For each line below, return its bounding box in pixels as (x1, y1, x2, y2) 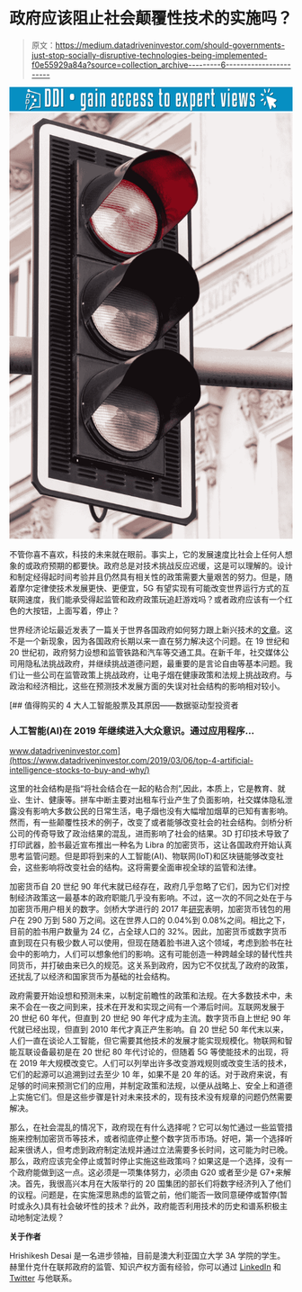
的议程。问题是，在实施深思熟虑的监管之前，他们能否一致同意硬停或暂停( (9, 1189, 280, 1200)
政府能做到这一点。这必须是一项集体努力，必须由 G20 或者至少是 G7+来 (16, 1167, 284, 1178)
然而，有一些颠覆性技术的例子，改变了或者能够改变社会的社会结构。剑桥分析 (9, 817, 293, 828)
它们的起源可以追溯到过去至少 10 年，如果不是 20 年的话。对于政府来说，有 (9, 1069, 289, 1080)
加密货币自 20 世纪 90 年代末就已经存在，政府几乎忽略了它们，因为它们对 (9, 881, 282, 892)
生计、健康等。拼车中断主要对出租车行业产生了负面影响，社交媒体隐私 (24, 794, 285, 806)
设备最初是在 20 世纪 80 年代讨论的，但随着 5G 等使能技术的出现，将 (32, 1046, 289, 1058)
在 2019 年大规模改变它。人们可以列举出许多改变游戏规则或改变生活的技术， (9, 1058, 292, 1069)
